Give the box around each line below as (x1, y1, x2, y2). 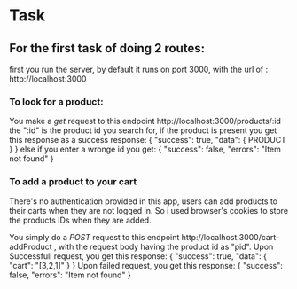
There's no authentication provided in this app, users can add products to (9, 196, 277, 207)
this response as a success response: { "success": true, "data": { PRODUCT (9, 135, 286, 145)
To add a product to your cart (9, 176, 137, 188)
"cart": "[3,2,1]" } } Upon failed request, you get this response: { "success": (9, 260, 284, 270)
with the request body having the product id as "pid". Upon (58, 241, 274, 252)
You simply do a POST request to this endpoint (9, 231, 180, 242)
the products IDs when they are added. (9, 215, 152, 225)
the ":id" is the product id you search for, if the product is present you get (9, 125, 277, 136)
